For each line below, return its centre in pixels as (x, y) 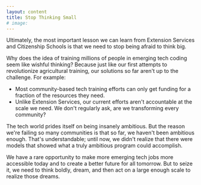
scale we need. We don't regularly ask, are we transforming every (97, 108)
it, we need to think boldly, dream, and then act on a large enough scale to (99, 170)
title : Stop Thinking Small (42, 17)
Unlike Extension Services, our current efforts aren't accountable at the (104, 102)
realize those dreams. (33, 177)
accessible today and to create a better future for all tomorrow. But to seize (100, 164)
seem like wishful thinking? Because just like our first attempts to (87, 64)
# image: (17, 23)
